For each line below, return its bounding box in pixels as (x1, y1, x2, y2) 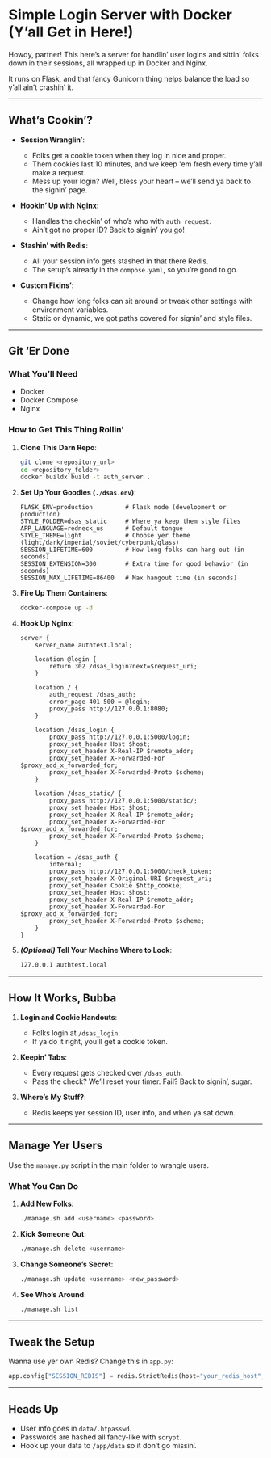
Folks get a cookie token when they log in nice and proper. (31, 150, 227, 160)
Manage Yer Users (8, 1139, 103, 1152)
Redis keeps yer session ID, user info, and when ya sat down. (31, 1107, 236, 1117)
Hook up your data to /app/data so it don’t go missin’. (19, 1441, 197, 1451)
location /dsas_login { (35, 726, 115, 735)
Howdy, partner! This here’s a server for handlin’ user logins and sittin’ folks (8, 49, 260, 59)
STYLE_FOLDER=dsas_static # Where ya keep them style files (19, 517, 241, 526)
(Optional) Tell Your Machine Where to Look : (19, 946, 172, 955)
